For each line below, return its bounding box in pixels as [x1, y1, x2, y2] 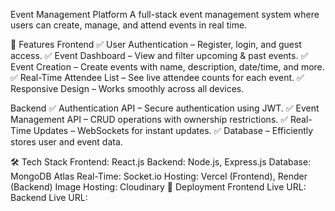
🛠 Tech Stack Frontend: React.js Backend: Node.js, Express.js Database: [10, 156, 312, 168]
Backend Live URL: [10, 192, 88, 203]
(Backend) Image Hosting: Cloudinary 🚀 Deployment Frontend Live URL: [10, 181, 307, 193]
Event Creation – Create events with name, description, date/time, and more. [10, 61, 325, 73]
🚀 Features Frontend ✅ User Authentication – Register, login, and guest [10, 39, 302, 50]
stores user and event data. [10, 136, 123, 148]
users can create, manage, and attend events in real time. [10, 19, 248, 31]
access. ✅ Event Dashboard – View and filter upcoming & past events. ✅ [10, 50, 309, 61]
